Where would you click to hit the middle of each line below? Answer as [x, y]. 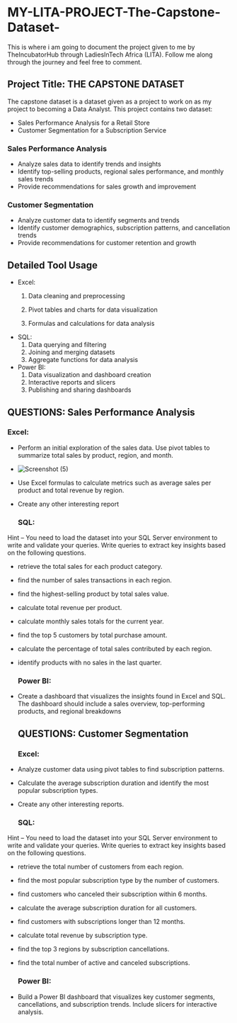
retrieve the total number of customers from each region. [100, 867]
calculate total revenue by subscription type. [82, 935]
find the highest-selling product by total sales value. [93, 594]
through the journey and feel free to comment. [75, 62]
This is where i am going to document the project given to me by [101, 47]
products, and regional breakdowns [69, 711]
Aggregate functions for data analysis [83, 360]
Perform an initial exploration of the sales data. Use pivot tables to [114, 448]
